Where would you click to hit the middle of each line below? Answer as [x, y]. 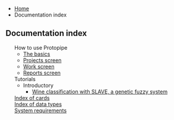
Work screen [39, 66]
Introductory [38, 85]
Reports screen [42, 73]
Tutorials [25, 79]
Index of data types [38, 104]
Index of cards [32, 98]
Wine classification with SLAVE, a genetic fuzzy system [99, 92]
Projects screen [42, 60]
